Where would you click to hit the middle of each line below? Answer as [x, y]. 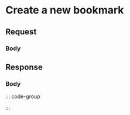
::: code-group [23, 96]
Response [24, 67]
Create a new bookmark [65, 10]
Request [21, 32]
